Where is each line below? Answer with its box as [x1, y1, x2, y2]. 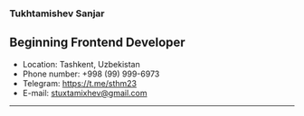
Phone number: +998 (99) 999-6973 [22, 68, 160, 79]
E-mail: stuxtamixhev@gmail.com [22, 87, 147, 98]
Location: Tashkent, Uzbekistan [22, 58, 140, 69]
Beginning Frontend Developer [9, 35, 185, 50]
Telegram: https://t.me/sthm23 [22, 77, 138, 88]
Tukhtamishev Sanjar [9, 7, 105, 20]
